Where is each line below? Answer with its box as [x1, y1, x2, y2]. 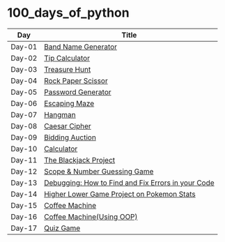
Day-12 [10, 166, 38, 176]
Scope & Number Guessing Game [44, 166, 154, 176]
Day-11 [10, 155, 38, 165]
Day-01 [10, 42, 38, 52]
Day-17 [10, 223, 38, 233]
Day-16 [10, 211, 38, 221]
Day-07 [10, 109, 38, 119]
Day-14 [10, 189, 38, 199]
